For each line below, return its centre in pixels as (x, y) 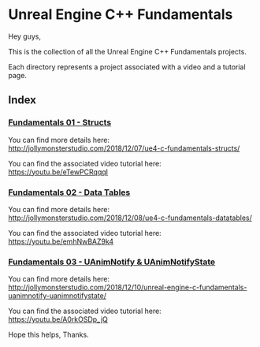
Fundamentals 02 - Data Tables (69, 192)
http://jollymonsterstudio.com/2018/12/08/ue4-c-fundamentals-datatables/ (130, 218)
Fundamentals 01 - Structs (60, 122)
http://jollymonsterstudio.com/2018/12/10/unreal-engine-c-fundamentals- (128, 287)
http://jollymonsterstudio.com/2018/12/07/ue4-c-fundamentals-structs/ (124, 148)
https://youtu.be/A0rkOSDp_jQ (58, 319)
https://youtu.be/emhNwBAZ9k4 (61, 241)
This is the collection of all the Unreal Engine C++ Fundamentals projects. (127, 51)
